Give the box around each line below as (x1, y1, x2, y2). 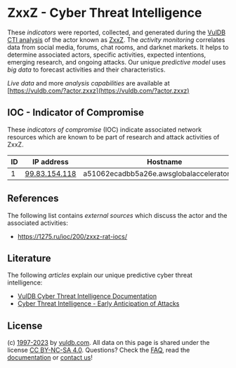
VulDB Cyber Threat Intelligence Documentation (17, 292, 157, 301)
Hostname (147, 156, 183, 166)
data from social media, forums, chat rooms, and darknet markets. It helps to (7, 43, 229, 51)
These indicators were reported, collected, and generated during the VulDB (7, 28, 226, 36)
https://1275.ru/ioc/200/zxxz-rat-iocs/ (17, 232, 128, 240)
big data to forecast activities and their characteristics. (7, 65, 166, 74)
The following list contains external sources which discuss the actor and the (7, 211, 228, 219)
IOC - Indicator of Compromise (7, 107, 144, 118)
